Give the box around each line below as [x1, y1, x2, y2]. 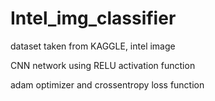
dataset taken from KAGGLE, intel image [10, 40, 176, 52]
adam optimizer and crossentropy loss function [10, 78, 205, 91]
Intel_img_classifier [10, 7, 177, 30]
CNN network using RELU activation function [10, 59, 196, 71]
